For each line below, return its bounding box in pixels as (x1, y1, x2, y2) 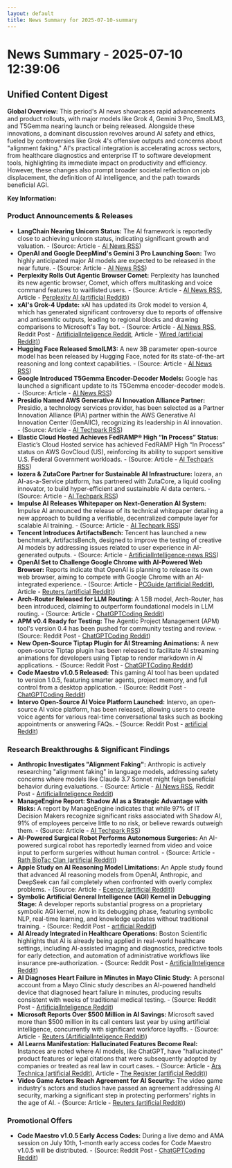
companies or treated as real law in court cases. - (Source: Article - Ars (17, 1062, 222, 1070)
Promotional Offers (7, 1116, 73, 1126)
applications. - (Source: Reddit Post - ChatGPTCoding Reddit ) (17, 661, 193, 669)
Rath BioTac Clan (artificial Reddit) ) (17, 856, 117, 864)
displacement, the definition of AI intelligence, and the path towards (7, 173, 201, 181)
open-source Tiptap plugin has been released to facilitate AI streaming (17, 646, 220, 654)
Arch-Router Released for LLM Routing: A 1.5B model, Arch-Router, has (17, 595, 224, 603)
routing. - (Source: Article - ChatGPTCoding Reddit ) (17, 609, 165, 618)
